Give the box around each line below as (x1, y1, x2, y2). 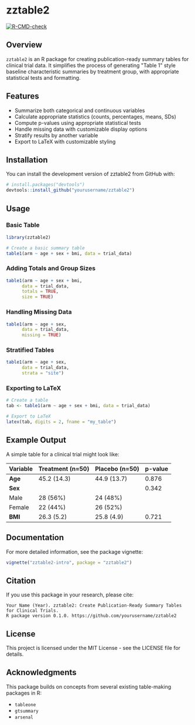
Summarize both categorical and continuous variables (14, 107, 145, 114)
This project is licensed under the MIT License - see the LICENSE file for (6, 645, 180, 651)
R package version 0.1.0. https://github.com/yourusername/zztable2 (6, 613, 177, 619)
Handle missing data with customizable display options (14, 126, 148, 133)
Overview (6, 40, 43, 50)
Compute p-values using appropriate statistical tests (14, 119, 142, 126)
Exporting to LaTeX (6, 384, 61, 392)
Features (6, 92, 39, 101)
